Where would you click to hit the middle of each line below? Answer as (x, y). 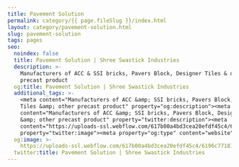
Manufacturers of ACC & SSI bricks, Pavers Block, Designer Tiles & (124, 73)
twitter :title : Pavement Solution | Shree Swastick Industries (109, 153)
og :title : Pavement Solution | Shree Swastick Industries (102, 87)
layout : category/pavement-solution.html (70, 27)
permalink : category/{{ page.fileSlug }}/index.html (87, 21)
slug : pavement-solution (44, 34)
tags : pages (25, 41)
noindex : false (36, 54)
